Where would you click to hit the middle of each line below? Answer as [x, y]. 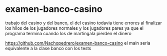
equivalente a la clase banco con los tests [48, 48]
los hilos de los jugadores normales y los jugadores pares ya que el [74, 28]
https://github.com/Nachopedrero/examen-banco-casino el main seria [78, 43]
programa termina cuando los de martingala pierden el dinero [68, 33]
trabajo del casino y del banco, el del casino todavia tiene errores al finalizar [84, 23]
